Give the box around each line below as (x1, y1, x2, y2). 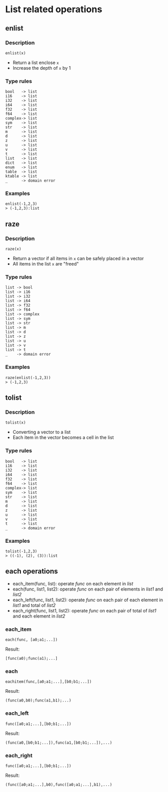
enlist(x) (5, 50, 26, 55)
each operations (5, 567, 58, 576)
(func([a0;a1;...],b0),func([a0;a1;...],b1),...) (5, 782, 113, 787)
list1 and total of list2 (12, 602, 56, 608)
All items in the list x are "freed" (12, 261, 79, 267)
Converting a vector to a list (12, 429, 71, 435)
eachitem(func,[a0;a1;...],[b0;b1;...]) (5, 679, 92, 685)
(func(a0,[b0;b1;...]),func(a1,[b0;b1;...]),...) (5, 740, 113, 745)
